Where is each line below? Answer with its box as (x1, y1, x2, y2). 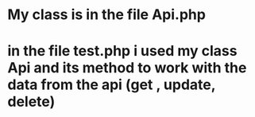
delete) (7, 93, 56, 111)
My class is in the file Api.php (7, 6, 206, 24)
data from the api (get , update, (7, 76, 216, 94)
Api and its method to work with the (7, 59, 247, 77)
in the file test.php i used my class (7, 42, 238, 60)
